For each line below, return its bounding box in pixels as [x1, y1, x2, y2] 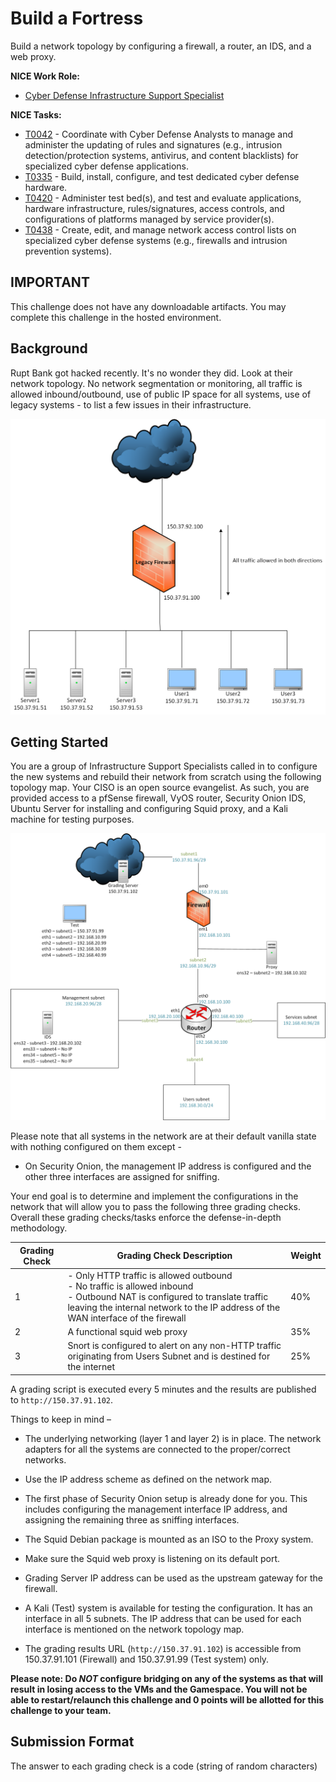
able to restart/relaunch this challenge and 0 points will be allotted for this [10, 1693, 325, 1706]
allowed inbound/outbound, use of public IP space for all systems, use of [10, 388, 312, 400]
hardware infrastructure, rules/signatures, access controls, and [24, 202, 285, 214]
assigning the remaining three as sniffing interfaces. [24, 1513, 240, 1526]
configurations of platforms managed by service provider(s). [24, 213, 275, 225]
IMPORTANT [10, 274, 90, 291]
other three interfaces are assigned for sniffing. [24, 1171, 220, 1183]
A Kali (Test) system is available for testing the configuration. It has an [24, 1602, 313, 1614]
